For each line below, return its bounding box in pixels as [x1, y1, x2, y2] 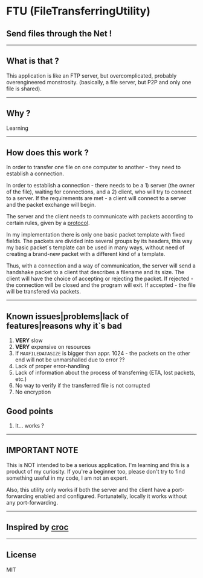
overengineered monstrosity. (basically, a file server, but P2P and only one [6, 78, 192, 86]
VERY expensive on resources [14, 343, 91, 351]
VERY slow [14, 337, 43, 344]
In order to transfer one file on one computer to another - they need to [6, 164, 181, 171]
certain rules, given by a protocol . [6, 220, 90, 227]
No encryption [14, 388, 51, 395]
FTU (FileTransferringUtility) [6, 4, 151, 18]
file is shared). [6, 85, 42, 92]
